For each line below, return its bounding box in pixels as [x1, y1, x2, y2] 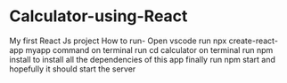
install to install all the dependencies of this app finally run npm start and [9, 54, 276, 64]
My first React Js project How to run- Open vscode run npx [9, 35, 227, 46]
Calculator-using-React [9, 6, 188, 26]
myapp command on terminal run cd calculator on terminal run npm [25, 44, 274, 55]
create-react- [228, 35, 279, 46]
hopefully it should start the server [9, 64, 136, 74]
